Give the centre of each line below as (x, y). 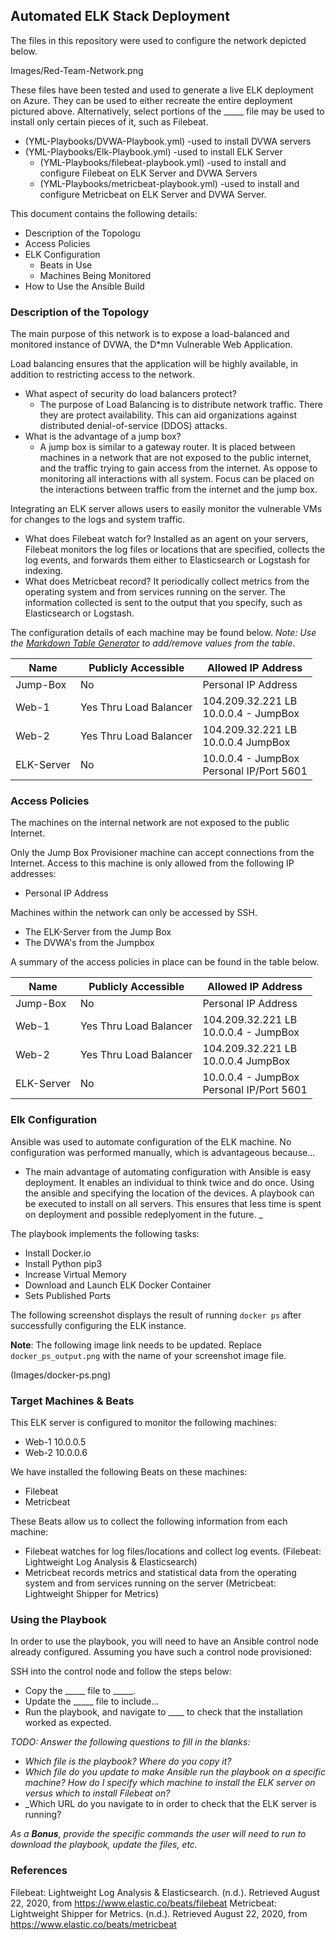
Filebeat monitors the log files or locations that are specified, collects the (175, 550)
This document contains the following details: (104, 213)
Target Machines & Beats (72, 1401)
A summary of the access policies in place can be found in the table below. (165, 962)
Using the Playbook (58, 1619)
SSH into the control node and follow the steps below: (121, 1671)
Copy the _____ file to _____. (80, 1691)
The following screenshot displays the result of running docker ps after (156, 1315)
